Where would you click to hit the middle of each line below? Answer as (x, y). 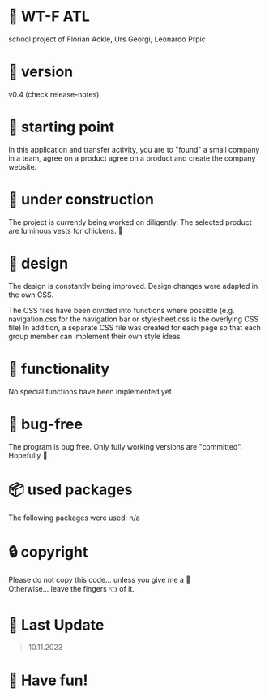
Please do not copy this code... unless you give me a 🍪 (100, 580)
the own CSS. (31, 295)
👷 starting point (62, 127)
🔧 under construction (81, 200)
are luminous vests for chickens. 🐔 (66, 230)
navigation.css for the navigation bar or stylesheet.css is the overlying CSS (134, 319)
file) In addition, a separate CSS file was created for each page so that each (135, 327)
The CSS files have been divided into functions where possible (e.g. (122, 310)
